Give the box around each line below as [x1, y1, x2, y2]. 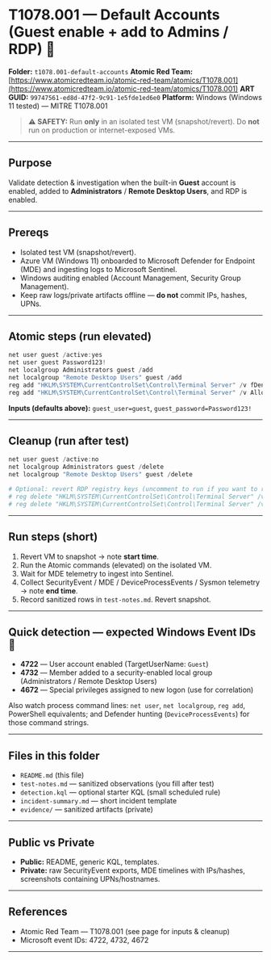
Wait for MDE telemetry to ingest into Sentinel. [19, 568, 174, 578]
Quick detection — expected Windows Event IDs [8, 625, 256, 639]
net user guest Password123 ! [8, 358, 106, 367]
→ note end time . [19, 585, 78, 595]
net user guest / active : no [8, 455, 99, 463]
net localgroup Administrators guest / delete [8, 463, 164, 472]
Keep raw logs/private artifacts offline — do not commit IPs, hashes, [19, 290, 248, 300]
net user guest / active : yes [8, 351, 103, 359]
